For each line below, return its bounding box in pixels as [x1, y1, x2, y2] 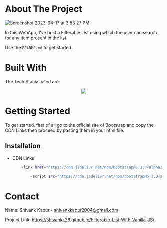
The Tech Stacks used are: [5, 78, 60, 84]
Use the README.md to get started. [5, 44, 73, 50]
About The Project [5, 3, 82, 15]
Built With [5, 62, 47, 73]
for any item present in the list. [5, 35, 68, 41]
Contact [5, 191, 39, 202]
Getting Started [5, 106, 71, 117]
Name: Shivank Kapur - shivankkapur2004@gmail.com [5, 207, 119, 213]
